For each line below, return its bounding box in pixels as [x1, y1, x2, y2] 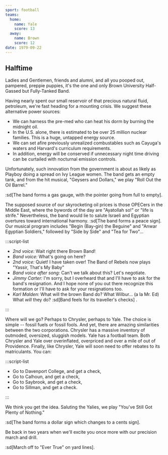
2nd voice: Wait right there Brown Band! [12, 248, 96, 254]
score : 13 [14, 26, 35, 31]
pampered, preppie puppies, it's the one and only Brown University [5, 83, 145, 89]
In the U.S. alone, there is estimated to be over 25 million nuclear [12, 129, 147, 135]
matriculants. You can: [5, 349, 52, 355]
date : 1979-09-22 [5, 45, 42, 50]
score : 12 [14, 41, 35, 46]
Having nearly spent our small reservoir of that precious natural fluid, [5, 98, 149, 104]
